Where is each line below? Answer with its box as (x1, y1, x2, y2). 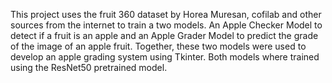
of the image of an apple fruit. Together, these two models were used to (10, 40, 307, 52)
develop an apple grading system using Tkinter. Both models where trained (10, 51, 320, 63)
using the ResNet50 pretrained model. (10, 62, 168, 73)
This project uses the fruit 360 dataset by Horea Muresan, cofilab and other (10, 9, 322, 20)
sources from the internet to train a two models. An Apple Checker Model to (10, 19, 323, 31)
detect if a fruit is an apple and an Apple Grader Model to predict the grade (10, 30, 319, 41)
